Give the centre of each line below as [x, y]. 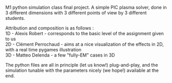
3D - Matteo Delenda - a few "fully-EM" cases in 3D [60, 55]
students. [15, 18]
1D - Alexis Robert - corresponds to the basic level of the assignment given [85, 33]
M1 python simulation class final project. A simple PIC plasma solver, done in [86, 7]
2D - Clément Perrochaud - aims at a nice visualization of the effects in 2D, [85, 44]
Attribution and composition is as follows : [50, 28]
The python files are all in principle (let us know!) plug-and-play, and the [82, 65]
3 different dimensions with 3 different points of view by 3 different [76, 13]
